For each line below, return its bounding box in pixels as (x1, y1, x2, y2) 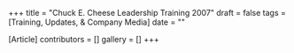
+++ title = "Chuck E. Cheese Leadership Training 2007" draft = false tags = (8, 8, 287, 18)
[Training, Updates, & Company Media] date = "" (8, 17, 185, 27)
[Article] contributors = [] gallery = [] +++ (8, 34, 160, 44)
